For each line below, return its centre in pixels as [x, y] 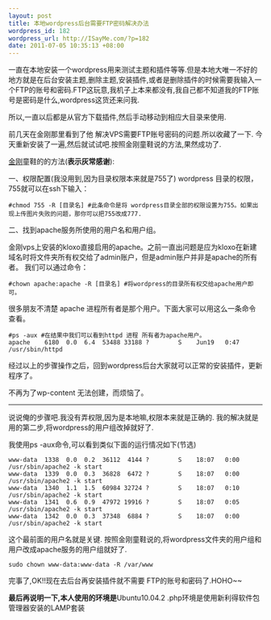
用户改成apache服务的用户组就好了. [68, 550]
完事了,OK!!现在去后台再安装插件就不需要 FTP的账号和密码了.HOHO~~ [125, 580]
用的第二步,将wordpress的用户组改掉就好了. [81, 427]
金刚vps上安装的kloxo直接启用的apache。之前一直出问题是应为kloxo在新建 [133, 248]
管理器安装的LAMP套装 [47, 608]
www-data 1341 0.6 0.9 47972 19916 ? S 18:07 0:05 [124, 502]
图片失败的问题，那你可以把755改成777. [84, 214]
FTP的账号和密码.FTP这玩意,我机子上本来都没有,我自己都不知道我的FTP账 [137, 90]
